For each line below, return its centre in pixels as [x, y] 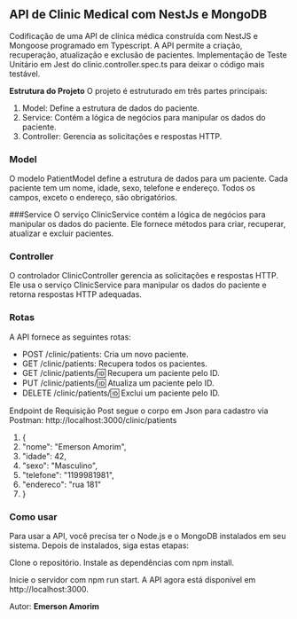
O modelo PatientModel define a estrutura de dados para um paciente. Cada [148, 179]
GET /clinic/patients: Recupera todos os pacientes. [115, 364]
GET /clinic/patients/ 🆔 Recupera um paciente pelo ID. [121, 372]
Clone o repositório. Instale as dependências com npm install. [122, 563]
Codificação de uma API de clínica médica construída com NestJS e [134, 35]
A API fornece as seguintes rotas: [70, 337]
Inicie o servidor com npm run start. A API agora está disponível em [133, 580]
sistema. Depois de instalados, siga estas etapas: [99, 545]
